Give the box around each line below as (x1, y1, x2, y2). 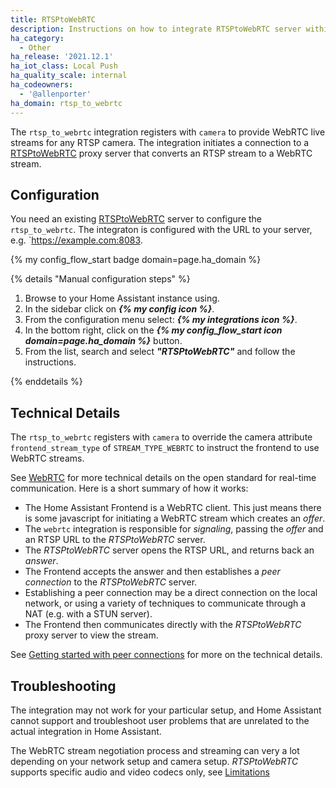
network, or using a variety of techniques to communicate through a (24, 597, 307, 610)
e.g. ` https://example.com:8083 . (10, 234, 143, 246)
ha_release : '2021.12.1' (10, 52, 114, 62)
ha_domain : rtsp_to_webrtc (10, 98, 123, 108)
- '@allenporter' (19, 89, 92, 99)
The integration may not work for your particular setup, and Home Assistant (10, 704, 322, 716)
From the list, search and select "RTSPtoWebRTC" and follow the (24, 346, 296, 358)
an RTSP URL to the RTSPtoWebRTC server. (24, 534, 206, 546)
